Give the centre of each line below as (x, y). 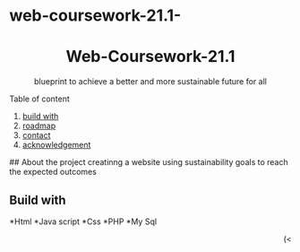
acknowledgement (56, 145)
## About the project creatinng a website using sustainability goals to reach (149, 162)
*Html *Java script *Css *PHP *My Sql (83, 222)
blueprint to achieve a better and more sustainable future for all (150, 82)
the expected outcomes (53, 172)
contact (36, 135)
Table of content (39, 99)
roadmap (39, 126)
